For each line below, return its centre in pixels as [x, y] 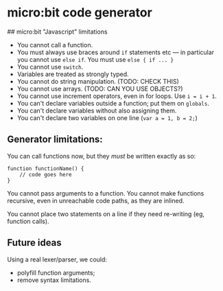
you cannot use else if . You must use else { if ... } [95, 59]
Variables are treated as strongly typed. [73, 74]
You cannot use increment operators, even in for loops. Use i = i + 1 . [117, 96]
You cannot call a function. [55, 45]
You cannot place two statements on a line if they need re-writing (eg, [106, 213]
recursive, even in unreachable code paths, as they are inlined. [96, 200]
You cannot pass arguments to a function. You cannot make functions [106, 193]
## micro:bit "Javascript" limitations [57, 32]
